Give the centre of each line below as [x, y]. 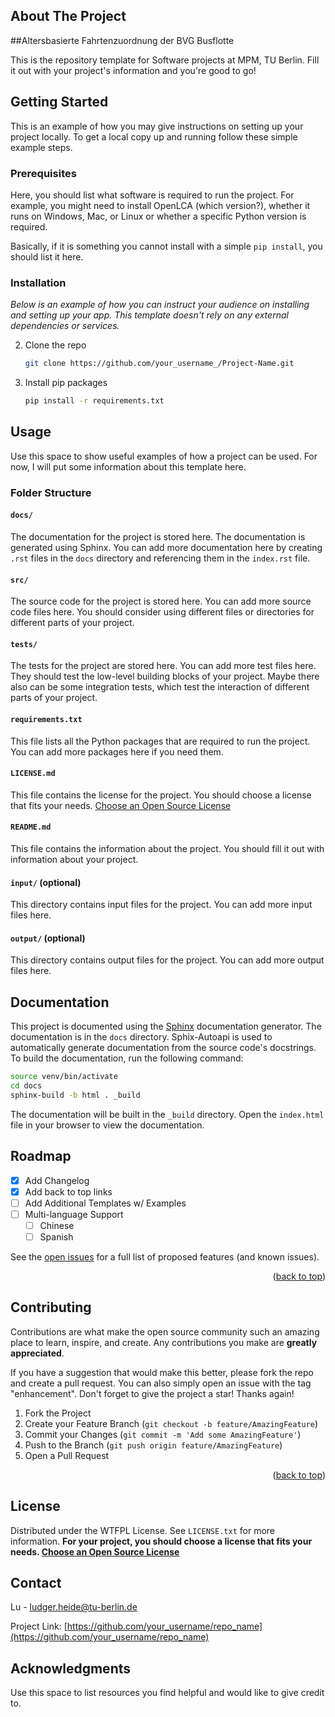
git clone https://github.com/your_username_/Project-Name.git [159, 364]
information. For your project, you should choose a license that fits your [161, 1541]
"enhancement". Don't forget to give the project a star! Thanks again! [152, 1393]
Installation [38, 282]
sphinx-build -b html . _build [75, 1095]
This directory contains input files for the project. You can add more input [161, 905]
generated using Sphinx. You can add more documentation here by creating [166, 547]
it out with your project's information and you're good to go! [133, 70]
